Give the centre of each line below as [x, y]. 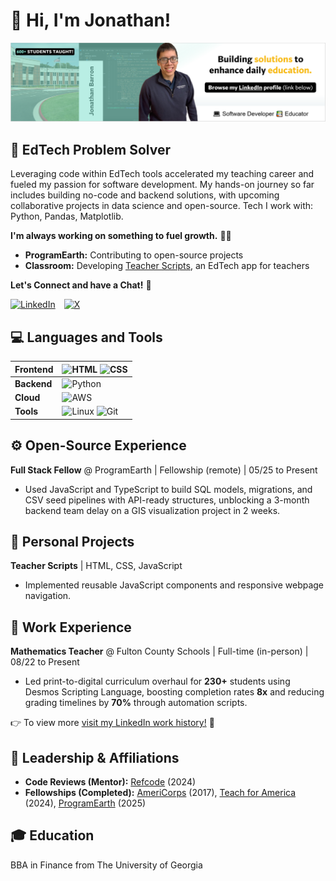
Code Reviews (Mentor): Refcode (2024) [110, 782]
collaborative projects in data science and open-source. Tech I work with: [162, 206]
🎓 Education [52, 835]
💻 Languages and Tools [86, 337]
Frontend [34, 369]
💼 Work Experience [71, 627]
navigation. [48, 596]
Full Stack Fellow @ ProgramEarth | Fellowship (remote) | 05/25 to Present [164, 470]
